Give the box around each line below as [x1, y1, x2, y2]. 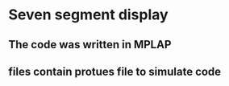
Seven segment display [8, 6, 169, 24]
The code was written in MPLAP [8, 38, 172, 51]
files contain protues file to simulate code [8, 64, 222, 78]
